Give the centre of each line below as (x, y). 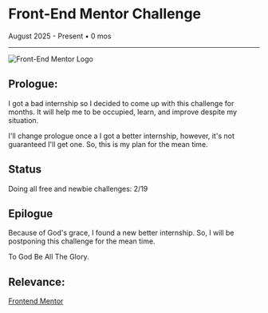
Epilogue (31, 214)
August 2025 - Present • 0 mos (60, 36)
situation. (24, 120)
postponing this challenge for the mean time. (82, 241)
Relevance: (37, 281)
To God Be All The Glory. (49, 257)
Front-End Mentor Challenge (105, 14)
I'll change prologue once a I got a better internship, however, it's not (122, 136)
